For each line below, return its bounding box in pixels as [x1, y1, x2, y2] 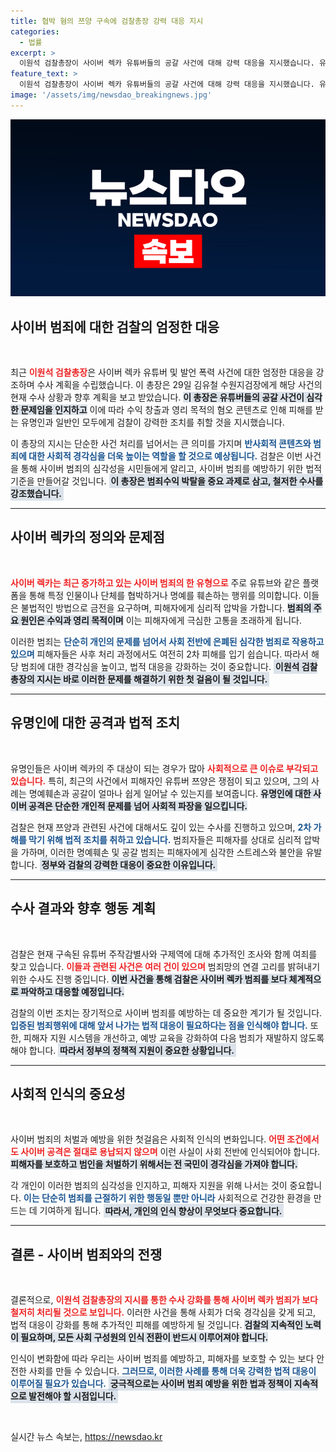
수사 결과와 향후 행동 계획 [10, 900, 157, 917]
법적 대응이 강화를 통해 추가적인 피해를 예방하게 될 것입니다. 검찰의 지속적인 [10, 1319, 303, 1331]
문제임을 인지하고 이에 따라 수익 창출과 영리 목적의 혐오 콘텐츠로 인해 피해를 [20, 404, 313, 416]
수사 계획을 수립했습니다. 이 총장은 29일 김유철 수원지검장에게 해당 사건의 [36, 379, 323, 391]
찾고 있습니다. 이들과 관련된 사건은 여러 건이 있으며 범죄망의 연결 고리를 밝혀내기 [10, 960, 321, 972]
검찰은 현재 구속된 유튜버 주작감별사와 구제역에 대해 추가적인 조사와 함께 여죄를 [10, 948, 318, 960]
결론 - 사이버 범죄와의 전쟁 [10, 1246, 163, 1263]
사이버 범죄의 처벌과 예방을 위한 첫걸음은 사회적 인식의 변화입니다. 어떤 [10, 1133, 285, 1145]
